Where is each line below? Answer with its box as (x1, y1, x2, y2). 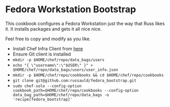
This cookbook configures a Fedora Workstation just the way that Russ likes (5, 20, 165, 26)
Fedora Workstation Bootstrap (5, 4, 136, 15)
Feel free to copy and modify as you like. (5, 36, 91, 42)
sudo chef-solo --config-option (12, 83, 82, 89)
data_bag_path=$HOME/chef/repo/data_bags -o (12, 92, 109, 97)
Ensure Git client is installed (12, 51, 71, 57)
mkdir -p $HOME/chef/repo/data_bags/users (12, 57, 105, 62)
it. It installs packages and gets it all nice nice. (5, 25, 102, 32)
